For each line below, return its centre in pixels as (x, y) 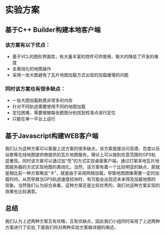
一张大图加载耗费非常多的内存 (42, 101)
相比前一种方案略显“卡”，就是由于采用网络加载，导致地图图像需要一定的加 (84, 173)
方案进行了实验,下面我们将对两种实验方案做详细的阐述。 (62, 227)
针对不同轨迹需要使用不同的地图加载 (49, 106)
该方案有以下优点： (28, 45)
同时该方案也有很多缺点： (35, 89)
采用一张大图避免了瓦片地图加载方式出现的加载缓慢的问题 (70, 75)
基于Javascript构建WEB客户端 (52, 136)
